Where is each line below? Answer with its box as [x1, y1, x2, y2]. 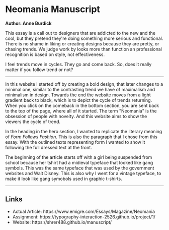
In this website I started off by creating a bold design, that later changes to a [5, 81, 163, 87]
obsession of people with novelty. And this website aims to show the [5, 113, 147, 119]
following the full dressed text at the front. [5, 144, 92, 150]
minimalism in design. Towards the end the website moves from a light [5, 92, 151, 98]
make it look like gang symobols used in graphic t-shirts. [5, 176, 122, 182]
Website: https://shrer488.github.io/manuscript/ [12, 219, 112, 225]
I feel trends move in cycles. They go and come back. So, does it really [5, 61, 152, 67]
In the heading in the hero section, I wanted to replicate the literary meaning [5, 128, 162, 134]
